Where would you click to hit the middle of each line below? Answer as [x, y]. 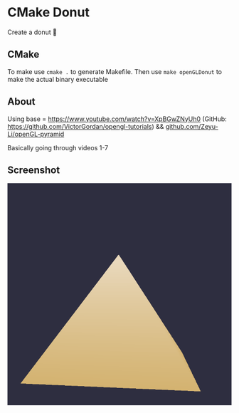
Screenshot [34, 170]
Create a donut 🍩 [32, 32]
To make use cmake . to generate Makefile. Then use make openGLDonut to [115, 71]
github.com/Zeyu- [192, 126]
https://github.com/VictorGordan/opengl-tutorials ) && [86, 126]
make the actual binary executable [58, 79]
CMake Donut [49, 12]
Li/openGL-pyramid [36, 134]
